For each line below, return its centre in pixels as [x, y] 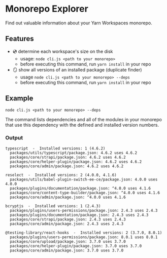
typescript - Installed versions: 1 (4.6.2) [55, 148]
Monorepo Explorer [47, 9]
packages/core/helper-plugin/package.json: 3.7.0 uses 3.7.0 [76, 246]
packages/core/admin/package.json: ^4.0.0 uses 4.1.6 [68, 197]
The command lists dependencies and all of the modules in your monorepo [84, 119]
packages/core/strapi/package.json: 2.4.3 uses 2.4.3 [68, 219]
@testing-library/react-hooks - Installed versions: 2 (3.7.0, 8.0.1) [84, 233]
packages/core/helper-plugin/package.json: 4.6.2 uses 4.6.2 [76, 162]
